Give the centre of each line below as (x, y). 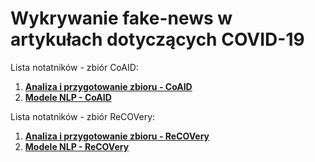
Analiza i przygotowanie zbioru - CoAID (108, 86)
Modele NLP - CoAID (68, 97)
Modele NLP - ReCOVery (77, 146)
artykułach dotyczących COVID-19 (157, 39)
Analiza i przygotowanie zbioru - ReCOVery (117, 136)
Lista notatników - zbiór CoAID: (74, 67)
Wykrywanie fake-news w (121, 18)
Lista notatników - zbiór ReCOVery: (83, 116)
